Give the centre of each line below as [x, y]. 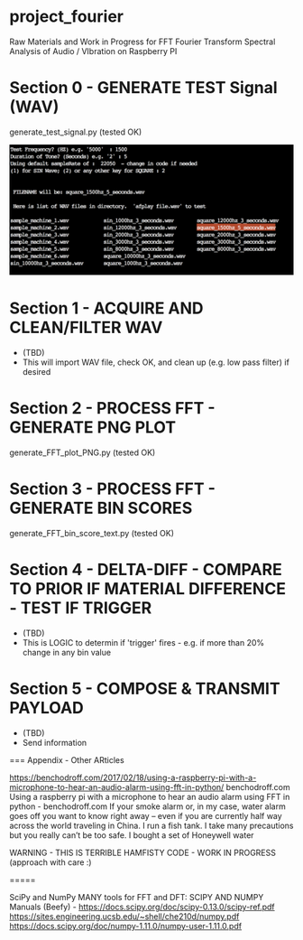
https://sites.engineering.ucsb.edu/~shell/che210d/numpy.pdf [124, 916]
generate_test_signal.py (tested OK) [76, 132]
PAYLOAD [46, 708]
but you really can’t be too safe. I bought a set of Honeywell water [132, 835]
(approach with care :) [50, 862]
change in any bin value [66, 652]
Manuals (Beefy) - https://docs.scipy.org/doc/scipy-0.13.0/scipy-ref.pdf [142, 907]
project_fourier [67, 17]
